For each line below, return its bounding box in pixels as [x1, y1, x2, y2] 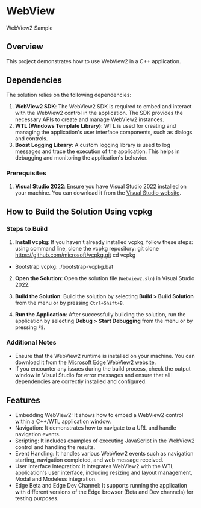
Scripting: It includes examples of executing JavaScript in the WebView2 [14, 437, 195, 444]
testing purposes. [14, 494, 59, 501]
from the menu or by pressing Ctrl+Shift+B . [14, 299, 125, 306]
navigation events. [14, 430, 61, 437]
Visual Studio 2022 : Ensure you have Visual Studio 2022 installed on [14, 183, 187, 190]
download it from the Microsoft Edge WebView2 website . [14, 359, 156, 366]
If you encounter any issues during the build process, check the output [14, 365, 191, 372]
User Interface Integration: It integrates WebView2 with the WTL [14, 462, 174, 469]
